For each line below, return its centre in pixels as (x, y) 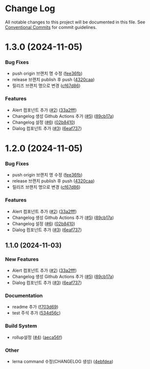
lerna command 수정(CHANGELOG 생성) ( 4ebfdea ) (63, 362)
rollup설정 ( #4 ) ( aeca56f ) (37, 337)
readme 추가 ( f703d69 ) (35, 307)
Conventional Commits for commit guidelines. (51, 27)
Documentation (24, 296)
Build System (21, 326)
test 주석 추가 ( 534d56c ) (36, 313)
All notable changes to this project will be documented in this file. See (75, 22)
